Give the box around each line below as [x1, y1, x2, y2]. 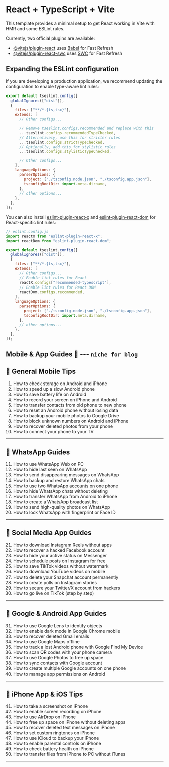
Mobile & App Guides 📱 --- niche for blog [6, 350, 138, 359]
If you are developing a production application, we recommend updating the [6, 78, 162, 84]
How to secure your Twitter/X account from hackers [13, 585, 120, 591]
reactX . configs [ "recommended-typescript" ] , [19, 280, 112, 285]
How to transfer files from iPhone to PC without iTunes [13, 751, 126, 757]
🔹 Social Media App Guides [6, 529, 92, 537]
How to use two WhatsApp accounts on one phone [13, 483, 118, 489]
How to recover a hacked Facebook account [13, 547, 105, 553]
